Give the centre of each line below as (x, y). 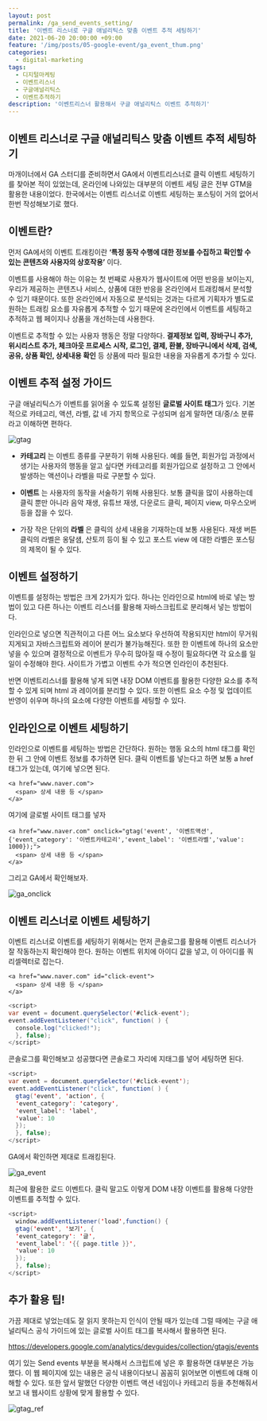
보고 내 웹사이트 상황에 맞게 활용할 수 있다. (74, 1392)
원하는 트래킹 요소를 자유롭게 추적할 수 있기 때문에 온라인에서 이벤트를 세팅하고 (130, 309)
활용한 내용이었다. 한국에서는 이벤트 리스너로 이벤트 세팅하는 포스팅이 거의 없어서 (133, 194)
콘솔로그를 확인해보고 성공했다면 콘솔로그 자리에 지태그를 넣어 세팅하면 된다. (126, 1059)
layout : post (30, 16)
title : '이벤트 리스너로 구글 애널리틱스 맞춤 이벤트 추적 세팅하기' (105, 30)
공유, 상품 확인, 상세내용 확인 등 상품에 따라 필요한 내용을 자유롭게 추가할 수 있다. (132, 355)
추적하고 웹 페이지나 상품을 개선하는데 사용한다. (81, 318)
